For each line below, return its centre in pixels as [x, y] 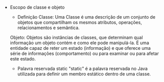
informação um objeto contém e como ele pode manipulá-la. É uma [79, 43]
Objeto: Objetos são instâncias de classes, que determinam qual [76, 37]
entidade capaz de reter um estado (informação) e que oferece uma [80, 48]
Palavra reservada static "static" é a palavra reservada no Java [83, 68]
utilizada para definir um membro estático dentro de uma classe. [84, 74]
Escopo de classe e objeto [37, 7]
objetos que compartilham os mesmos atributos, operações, [79, 22]
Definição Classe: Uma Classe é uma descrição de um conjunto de [86, 17]
